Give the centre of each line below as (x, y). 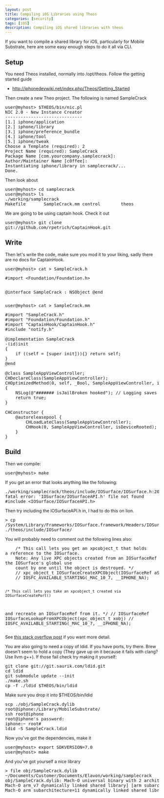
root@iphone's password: (35, 719)
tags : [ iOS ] (17, 23)
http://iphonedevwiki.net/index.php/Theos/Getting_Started (71, 88)
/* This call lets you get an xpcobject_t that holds (81, 548)
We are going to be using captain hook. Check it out (57, 213)
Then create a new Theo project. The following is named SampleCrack (76, 98)
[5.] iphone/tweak (27, 141)
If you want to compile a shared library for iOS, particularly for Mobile (75, 41)
